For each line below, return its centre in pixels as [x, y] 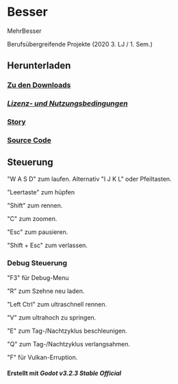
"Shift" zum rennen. [35, 205]
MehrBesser [25, 31]
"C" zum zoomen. [32, 218]
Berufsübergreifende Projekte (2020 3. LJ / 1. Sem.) [80, 44]
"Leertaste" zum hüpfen [41, 192]
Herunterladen [39, 66]
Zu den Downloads [39, 85]
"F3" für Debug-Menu [38, 278]
